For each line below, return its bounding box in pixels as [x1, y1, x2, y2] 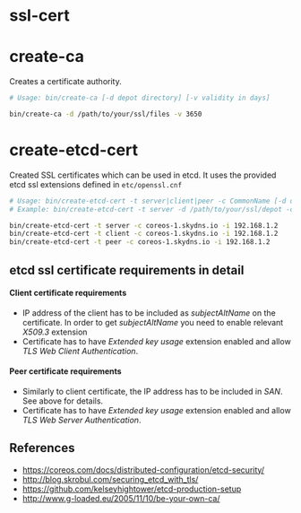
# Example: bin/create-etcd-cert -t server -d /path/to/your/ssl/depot [9, 204, 282, 213]
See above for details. [21, 396, 104, 406]
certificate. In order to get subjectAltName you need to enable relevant [21, 317, 284, 327]
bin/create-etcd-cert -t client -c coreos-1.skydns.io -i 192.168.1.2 [9, 230, 279, 239]
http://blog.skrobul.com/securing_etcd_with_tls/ [21, 474, 199, 484]
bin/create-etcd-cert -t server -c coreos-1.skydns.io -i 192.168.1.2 [9, 221, 279, 230]
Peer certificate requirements [9, 366, 123, 377]
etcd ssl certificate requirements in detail [9, 262, 245, 278]
